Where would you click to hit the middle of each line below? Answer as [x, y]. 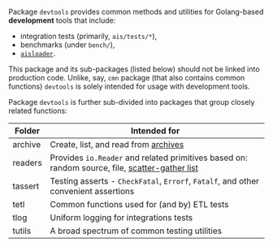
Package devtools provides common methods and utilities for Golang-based [136, 12]
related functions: [38, 110]
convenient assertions [92, 191]
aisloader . [38, 53]
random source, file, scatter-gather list [124, 168]
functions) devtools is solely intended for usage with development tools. [129, 86]
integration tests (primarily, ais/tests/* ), [89, 36]
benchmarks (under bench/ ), [67, 45]
